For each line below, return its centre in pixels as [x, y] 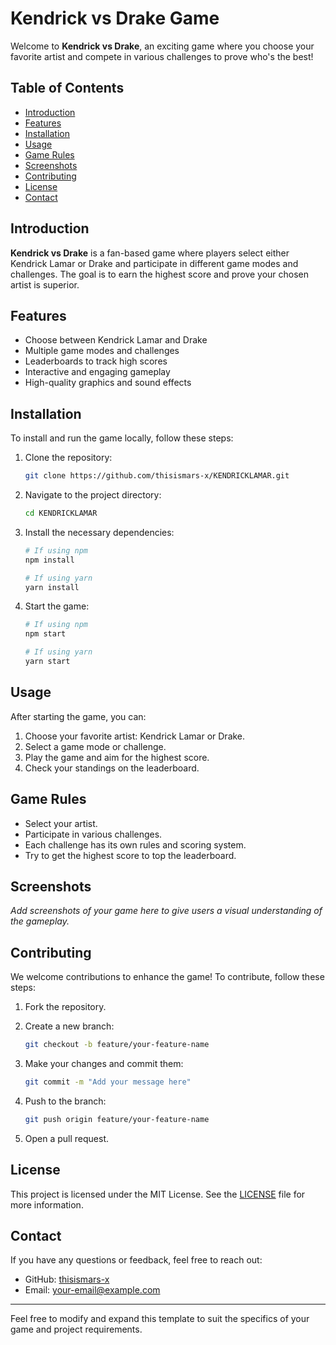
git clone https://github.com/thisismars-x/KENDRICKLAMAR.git [157, 476]
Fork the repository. [65, 1007]
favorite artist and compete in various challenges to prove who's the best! [162, 56]
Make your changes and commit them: [104, 1064]
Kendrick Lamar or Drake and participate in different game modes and [154, 263]
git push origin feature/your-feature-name [117, 1119]
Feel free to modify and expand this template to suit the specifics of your [160, 1319]
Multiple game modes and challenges [102, 351]
